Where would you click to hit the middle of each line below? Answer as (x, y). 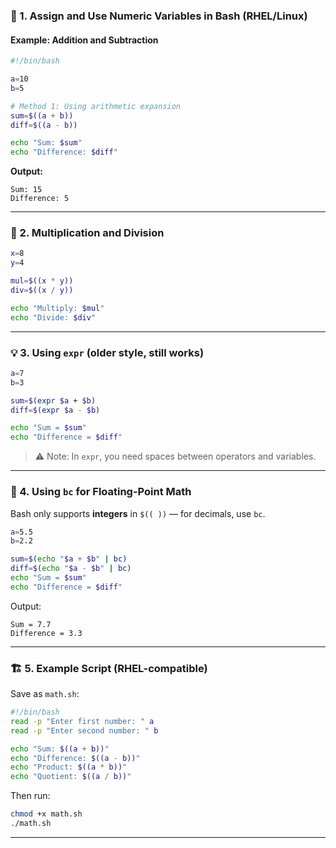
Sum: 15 (26, 190)
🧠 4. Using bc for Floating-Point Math (101, 492)
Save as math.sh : (45, 694)
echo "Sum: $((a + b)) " (60, 749)
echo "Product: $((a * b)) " (69, 767)
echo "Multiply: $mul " (57, 308)
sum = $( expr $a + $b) (53, 400)
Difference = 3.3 (46, 633)
